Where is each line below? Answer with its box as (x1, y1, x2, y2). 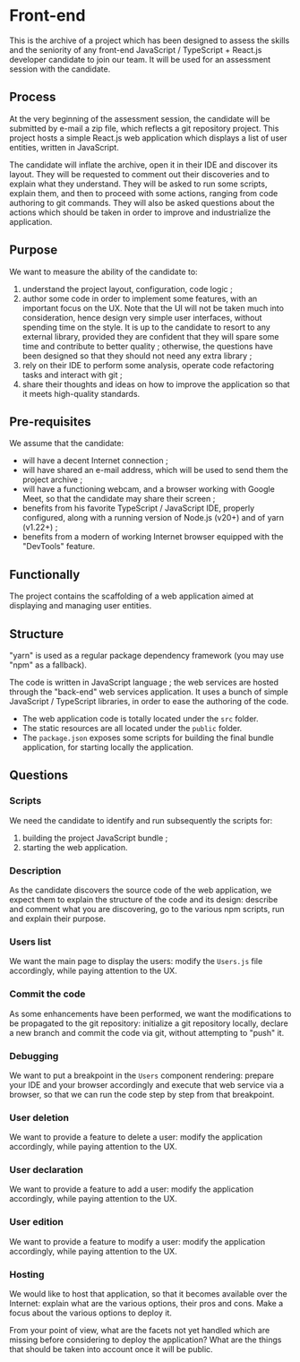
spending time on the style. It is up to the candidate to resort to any (21, 322, 270, 332)
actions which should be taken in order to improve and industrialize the (9, 207, 271, 218)
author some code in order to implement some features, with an (21, 293, 258, 304)
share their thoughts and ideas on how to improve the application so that (21, 378, 290, 390)
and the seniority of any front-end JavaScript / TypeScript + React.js (9, 44, 262, 55)
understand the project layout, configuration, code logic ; (21, 283, 233, 294)
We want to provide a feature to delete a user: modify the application (9, 1132, 262, 1142)
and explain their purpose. (9, 913, 107, 924)
